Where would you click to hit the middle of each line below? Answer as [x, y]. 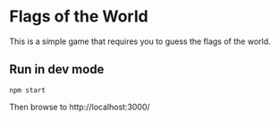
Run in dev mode [57, 69]
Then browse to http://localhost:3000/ [80, 107]
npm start [28, 90]
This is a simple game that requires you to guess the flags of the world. [140, 41]
